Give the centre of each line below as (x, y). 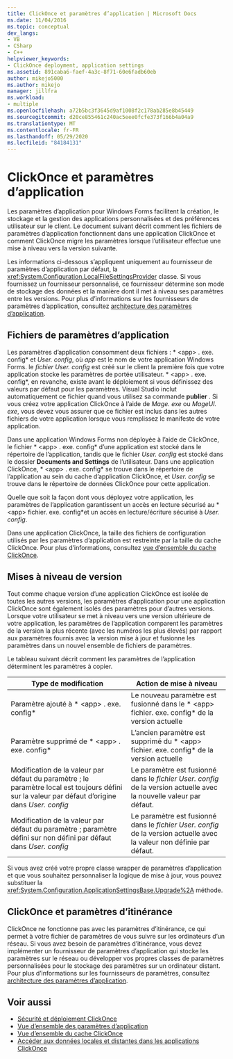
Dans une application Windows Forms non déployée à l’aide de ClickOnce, (113, 439)
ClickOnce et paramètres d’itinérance (90, 912)
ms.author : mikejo (34, 85)
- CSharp (20, 46)
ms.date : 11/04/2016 (37, 20)
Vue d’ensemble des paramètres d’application (83, 1026)
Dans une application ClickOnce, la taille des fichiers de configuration (106, 533)
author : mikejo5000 (35, 78)
